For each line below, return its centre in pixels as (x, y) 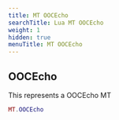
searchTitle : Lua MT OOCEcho (56, 23)
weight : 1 (24, 30)
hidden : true (30, 37)
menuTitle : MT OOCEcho (45, 45)
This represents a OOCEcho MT (60, 95)
